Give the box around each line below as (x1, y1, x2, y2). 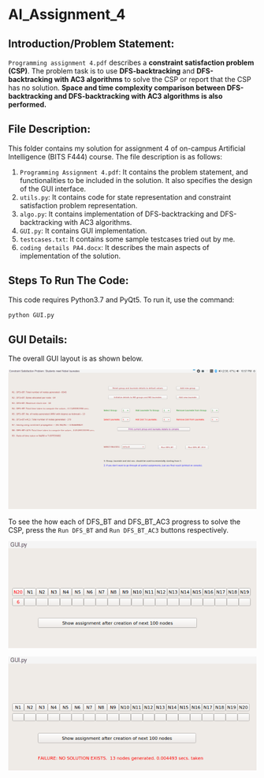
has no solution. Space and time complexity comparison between (8, 83, 226, 92)
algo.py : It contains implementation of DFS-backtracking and (19, 209, 218, 219)
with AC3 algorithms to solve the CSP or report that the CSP (54, 75, 251, 84)
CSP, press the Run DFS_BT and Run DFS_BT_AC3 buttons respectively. (8, 526, 229, 535)
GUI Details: (8, 333, 68, 346)
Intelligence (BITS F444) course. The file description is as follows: (8, 151, 223, 161)
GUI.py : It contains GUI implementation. (19, 226, 147, 235)
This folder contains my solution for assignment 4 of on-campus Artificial (8, 144, 246, 153)
